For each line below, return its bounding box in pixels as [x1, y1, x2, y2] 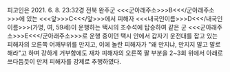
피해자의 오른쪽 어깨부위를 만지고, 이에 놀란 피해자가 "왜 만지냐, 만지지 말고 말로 [7, 40, 221, 48]
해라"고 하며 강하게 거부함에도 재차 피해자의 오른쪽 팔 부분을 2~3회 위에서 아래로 [7, 49, 224, 57]
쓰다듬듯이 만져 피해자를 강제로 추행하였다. [7, 58, 122, 65]
